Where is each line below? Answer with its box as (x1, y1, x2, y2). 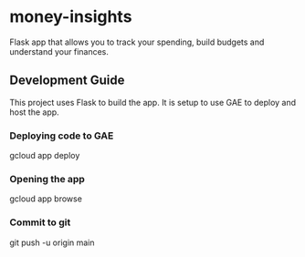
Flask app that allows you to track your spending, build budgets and (9, 36, 265, 47)
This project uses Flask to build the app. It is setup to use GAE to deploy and (9, 97, 297, 108)
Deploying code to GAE (9, 129, 114, 142)
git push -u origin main (9, 237, 95, 248)
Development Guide (9, 73, 125, 88)
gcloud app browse (9, 193, 82, 204)
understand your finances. (9, 46, 110, 57)
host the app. (9, 107, 59, 118)
